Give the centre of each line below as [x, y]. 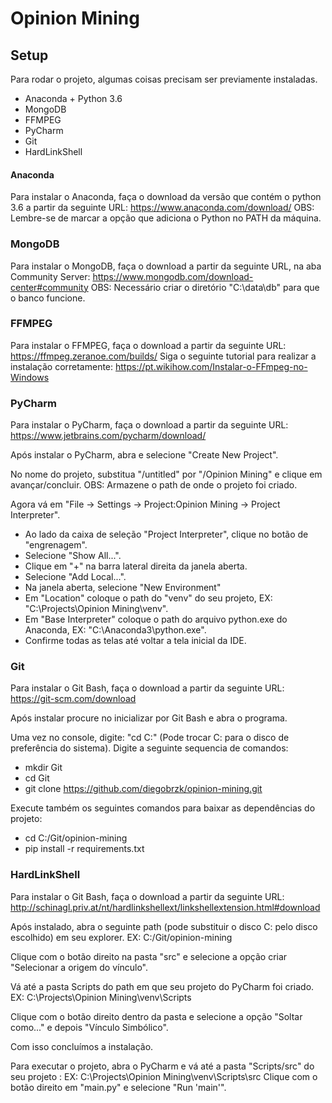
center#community [49, 287]
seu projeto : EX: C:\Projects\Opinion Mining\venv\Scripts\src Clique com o [164, 1076]
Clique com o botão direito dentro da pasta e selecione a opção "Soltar [156, 1016]
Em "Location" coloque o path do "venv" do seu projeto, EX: [148, 598]
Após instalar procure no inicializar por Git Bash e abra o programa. [149, 718]
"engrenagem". [56, 545]
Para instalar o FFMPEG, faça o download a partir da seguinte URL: [148, 345]
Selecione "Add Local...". [75, 577]
